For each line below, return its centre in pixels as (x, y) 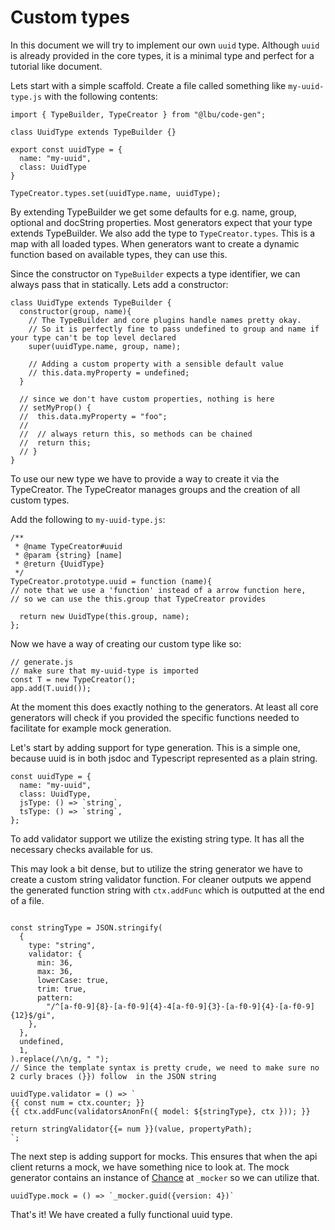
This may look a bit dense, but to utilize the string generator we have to (156, 868)
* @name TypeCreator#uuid (68, 546)
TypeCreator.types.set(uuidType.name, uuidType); (116, 193)
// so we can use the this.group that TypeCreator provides (138, 599)
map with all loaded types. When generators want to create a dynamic (155, 243)
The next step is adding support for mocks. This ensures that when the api (164, 1156)
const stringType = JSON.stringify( (86, 927)
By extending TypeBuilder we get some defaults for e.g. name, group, (153, 212)
